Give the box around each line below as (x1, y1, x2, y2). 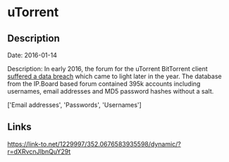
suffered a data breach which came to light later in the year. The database (7, 72, 222, 80)
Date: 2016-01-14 (7, 51, 58, 59)
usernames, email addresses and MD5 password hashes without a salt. (7, 87, 214, 95)
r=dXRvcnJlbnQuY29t (7, 147, 71, 156)
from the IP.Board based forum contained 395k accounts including (7, 80, 201, 88)
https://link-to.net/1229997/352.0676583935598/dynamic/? (7, 139, 182, 148)
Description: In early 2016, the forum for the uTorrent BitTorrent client (7, 65, 208, 73)
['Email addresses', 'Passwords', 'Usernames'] (7, 101, 142, 109)
